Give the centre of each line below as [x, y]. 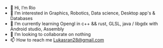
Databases [21, 18]
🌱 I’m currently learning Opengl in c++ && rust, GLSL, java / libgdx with [84, 23]
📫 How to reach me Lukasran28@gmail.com [57, 40]
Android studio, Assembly [37, 29]
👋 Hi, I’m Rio [23, 8]
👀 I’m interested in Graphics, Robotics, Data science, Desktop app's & [83, 13]
